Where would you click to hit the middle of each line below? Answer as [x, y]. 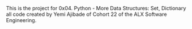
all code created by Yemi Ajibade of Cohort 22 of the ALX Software [87, 14]
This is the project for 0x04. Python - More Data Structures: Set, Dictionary [96, 8]
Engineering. [21, 20]
